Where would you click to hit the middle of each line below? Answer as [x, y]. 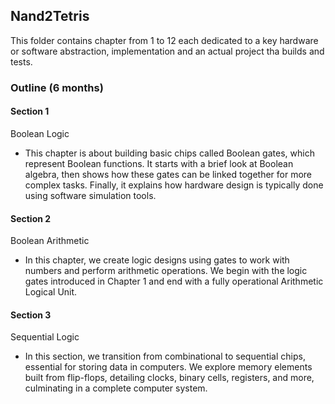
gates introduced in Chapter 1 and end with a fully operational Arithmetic [174, 281]
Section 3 [31, 315]
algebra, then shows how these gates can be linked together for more [168, 174]
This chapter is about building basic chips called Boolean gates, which [169, 153]
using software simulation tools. [90, 195]
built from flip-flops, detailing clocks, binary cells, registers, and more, [169, 378]
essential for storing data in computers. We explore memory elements [168, 367]
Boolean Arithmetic [50, 241]
